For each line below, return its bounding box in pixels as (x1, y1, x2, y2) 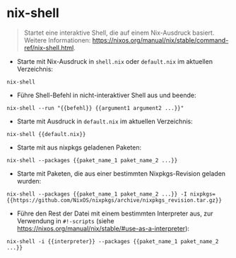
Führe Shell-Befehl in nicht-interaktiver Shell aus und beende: (16, 91, 196, 99)
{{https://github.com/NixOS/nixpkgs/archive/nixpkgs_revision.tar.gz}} (6, 196, 222, 203)
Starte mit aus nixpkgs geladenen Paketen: (16, 143, 142, 152)
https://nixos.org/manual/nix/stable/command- (92, 35, 229, 44)
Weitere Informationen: (23, 35, 91, 44)
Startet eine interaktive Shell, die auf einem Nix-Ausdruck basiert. (23, 28, 215, 37)
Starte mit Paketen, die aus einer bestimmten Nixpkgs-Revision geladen (16, 169, 226, 178)
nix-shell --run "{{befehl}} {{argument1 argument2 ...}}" (6, 104, 184, 111)
